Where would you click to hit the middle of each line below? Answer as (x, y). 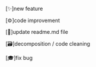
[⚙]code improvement (33, 20)
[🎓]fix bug (19, 58)
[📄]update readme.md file (37, 32)
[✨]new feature (24, 9)
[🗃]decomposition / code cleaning (48, 44)
